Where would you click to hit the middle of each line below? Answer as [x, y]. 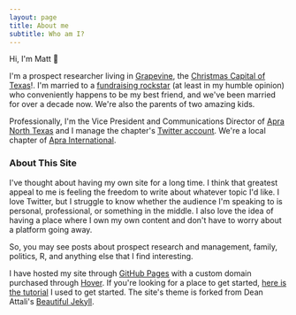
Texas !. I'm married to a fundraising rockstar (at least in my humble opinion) [147, 86]
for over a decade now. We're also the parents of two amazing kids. [132, 104]
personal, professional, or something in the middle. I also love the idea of [141, 211]
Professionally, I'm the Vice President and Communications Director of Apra [147, 121]
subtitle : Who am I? [47, 34]
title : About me [39, 26]
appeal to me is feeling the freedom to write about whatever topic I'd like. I [144, 192]
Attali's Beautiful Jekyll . [52, 301]
